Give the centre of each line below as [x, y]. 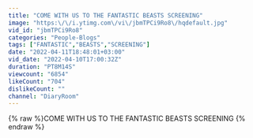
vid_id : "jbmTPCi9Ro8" [45, 30]
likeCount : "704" [37, 81]
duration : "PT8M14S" [42, 67]
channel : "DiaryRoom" [44, 96]
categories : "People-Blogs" [55, 37]
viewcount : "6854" [38, 74]
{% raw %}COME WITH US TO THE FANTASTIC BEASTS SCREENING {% [127, 118]
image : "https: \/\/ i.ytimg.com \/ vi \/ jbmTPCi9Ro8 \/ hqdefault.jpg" [118, 23]
